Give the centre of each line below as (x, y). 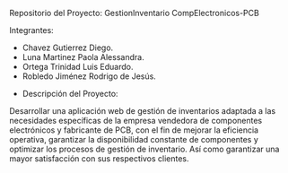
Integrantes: (31, 30)
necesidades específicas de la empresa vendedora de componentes (136, 121)
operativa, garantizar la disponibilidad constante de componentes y (134, 139)
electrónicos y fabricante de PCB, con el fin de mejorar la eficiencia (134, 130)
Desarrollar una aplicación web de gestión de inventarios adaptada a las (143, 111)
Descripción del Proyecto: (70, 94)
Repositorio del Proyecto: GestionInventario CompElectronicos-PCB (135, 13)
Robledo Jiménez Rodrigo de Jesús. (89, 76)
